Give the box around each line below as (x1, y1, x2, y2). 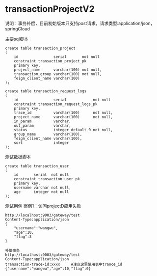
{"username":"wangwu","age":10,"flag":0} (5, 266, 91, 271)
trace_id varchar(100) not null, (14, 110, 113, 115)
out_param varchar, (14, 123, 71, 128)
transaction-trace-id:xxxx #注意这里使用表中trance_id (5, 262, 123, 267)
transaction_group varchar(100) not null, (14, 71, 102, 77)
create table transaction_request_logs (5, 88, 87, 94)
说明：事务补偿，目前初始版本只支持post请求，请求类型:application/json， (5, 20, 155, 26)
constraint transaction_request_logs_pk (14, 102, 98, 107)
